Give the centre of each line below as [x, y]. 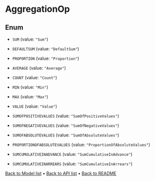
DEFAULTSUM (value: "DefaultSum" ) [46, 49]
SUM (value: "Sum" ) [30, 39]
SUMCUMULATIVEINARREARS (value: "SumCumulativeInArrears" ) [72, 164]
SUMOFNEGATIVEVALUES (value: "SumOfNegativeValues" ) [66, 125]
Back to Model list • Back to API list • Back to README [61, 173]
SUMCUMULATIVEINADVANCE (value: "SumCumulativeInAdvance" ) [72, 154]
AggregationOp [38, 9]
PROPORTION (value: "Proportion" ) [46, 58]
